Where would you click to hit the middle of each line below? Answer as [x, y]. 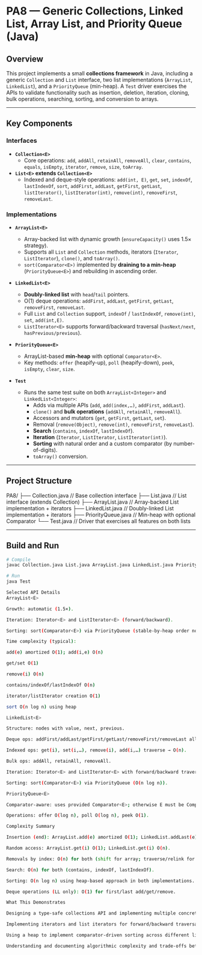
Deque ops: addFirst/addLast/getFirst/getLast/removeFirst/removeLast [96, 739]
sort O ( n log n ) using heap [41, 707]
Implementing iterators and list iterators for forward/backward [90, 924]
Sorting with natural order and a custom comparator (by [103, 443]
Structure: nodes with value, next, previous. [66, 728]
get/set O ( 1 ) [23, 663]
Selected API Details [33, 593]
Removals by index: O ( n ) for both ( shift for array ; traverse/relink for [101, 859]
